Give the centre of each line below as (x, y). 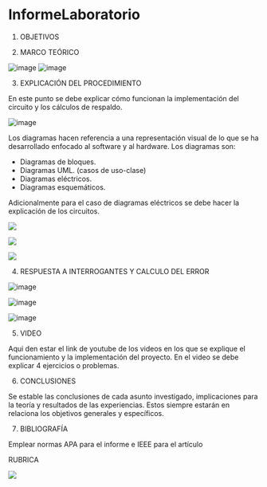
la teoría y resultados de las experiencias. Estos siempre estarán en (119, 405)
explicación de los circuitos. (54, 211)
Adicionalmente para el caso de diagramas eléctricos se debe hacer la (124, 202)
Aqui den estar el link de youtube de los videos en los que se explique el (127, 348)
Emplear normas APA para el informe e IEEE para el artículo (106, 444)
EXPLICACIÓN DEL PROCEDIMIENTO (80, 83)
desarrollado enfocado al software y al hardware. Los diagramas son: (122, 146)
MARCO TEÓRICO (49, 52)
